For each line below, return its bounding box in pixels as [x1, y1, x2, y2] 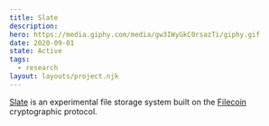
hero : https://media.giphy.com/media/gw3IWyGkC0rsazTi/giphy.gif [9, 30, 260, 39]
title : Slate [9, 13, 59, 22]
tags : [9, 55, 30, 64]
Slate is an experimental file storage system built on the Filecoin [9, 96, 246, 107]
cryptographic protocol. [9, 105, 97, 117]
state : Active [9, 47, 63, 56]
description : [9, 22, 59, 31]
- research [17, 64, 59, 73]
